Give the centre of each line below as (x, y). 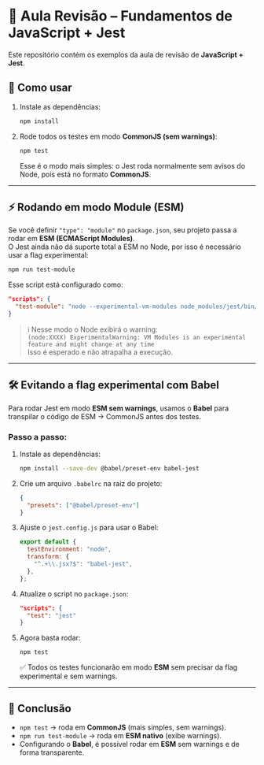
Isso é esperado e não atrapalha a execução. (100, 352)
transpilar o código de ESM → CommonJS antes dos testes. (105, 416)
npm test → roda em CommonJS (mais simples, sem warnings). (123, 727)
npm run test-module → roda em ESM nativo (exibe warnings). (121, 735)
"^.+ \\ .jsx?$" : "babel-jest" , (83, 564)
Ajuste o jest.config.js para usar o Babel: (89, 528)
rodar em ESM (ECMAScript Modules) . (71, 239)
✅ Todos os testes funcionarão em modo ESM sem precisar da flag (128, 667)
